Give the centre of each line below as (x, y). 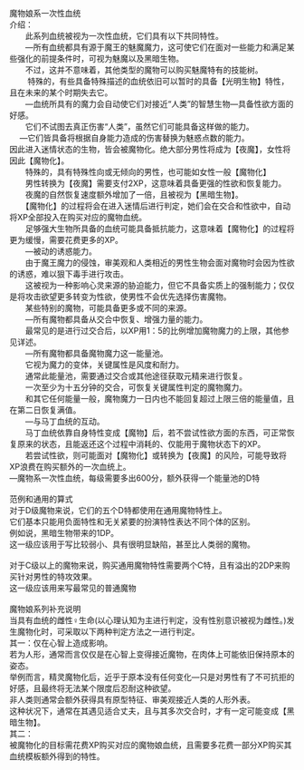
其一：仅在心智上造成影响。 (61, 643)
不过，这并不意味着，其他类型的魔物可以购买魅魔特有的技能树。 (144, 70)
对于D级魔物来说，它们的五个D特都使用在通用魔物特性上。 (119, 510)
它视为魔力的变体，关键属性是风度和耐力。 (104, 365)
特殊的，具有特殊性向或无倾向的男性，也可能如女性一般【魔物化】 (148, 172)
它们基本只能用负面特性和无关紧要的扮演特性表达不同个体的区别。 (132, 521)
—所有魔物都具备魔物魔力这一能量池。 (96, 353)
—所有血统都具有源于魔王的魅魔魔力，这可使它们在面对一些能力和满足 (156, 47)
